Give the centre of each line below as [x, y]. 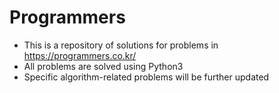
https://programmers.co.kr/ [80, 55]
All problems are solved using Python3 [103, 66]
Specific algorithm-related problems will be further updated [146, 77]
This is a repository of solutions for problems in [121, 45]
